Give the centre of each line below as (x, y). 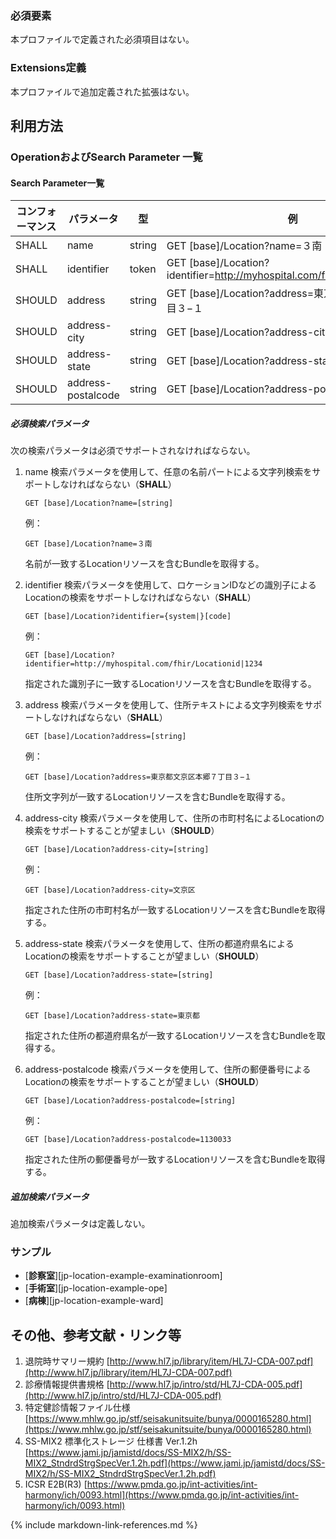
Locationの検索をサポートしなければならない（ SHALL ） (140, 598)
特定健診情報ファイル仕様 (77, 1408)
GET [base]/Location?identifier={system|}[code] (128, 617)
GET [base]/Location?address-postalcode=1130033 (128, 1140)
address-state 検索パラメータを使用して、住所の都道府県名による (159, 944)
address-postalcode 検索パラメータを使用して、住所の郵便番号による (168, 1069)
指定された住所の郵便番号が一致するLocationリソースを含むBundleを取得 (175, 1159)
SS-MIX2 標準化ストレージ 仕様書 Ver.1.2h (111, 1441)
